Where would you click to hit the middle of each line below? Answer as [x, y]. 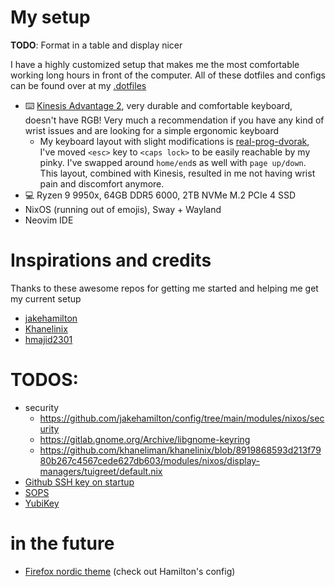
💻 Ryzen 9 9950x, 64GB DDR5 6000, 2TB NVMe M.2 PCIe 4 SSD [160, 195]
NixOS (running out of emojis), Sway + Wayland [123, 209]
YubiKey [42, 503]
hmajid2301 [48, 339]
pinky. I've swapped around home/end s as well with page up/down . [173, 162]
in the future [62, 543]
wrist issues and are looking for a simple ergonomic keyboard [152, 130]
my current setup [46, 298]
